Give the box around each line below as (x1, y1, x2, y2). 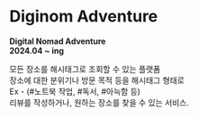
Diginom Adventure (9, 6, 158, 27)
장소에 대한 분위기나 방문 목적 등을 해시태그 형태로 (9, 74, 184, 86)
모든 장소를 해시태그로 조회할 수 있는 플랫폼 (9, 63, 161, 74)
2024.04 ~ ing (9, 45, 65, 55)
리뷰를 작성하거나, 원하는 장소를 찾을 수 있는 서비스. (9, 96, 189, 108)
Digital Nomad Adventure (9, 36, 106, 46)
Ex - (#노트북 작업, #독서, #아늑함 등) (9, 86, 141, 96)
